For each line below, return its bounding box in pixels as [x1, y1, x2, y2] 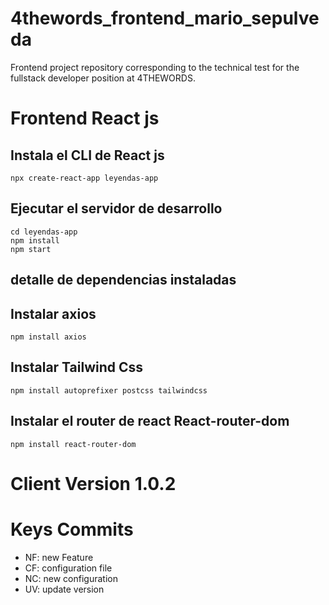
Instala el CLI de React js [10, 147, 165, 164]
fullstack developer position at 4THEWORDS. [10, 72, 196, 84]
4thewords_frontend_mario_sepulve [10, 7, 320, 30]
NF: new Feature [24, 551, 94, 563]
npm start [10, 244, 52, 254]
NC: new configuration [24, 572, 118, 584]
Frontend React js [10, 107, 160, 130]
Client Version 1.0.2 [10, 472, 177, 495]
